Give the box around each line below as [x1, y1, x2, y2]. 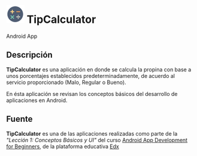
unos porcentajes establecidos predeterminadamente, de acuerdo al [6, 72, 175, 79]
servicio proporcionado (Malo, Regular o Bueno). [6, 79, 127, 86]
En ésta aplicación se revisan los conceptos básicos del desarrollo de [6, 90, 178, 97]
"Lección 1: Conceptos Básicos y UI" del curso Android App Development [6, 136, 187, 143]
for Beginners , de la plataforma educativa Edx [6, 143, 120, 150]
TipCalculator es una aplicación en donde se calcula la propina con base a [6, 65, 192, 73]
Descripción [6, 50, 53, 60]
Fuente [6, 114, 33, 124]
